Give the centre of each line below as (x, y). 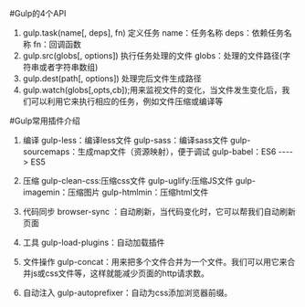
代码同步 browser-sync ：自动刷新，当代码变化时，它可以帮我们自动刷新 (159, 212)
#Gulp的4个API (38, 13)
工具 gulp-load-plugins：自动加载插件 (94, 242)
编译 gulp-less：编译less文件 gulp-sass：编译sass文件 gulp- (137, 140)
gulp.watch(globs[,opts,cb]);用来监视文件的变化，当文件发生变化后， (152, 90)
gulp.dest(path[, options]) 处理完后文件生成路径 (112, 79)
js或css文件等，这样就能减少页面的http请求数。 (120, 273)
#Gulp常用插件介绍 (45, 121)
